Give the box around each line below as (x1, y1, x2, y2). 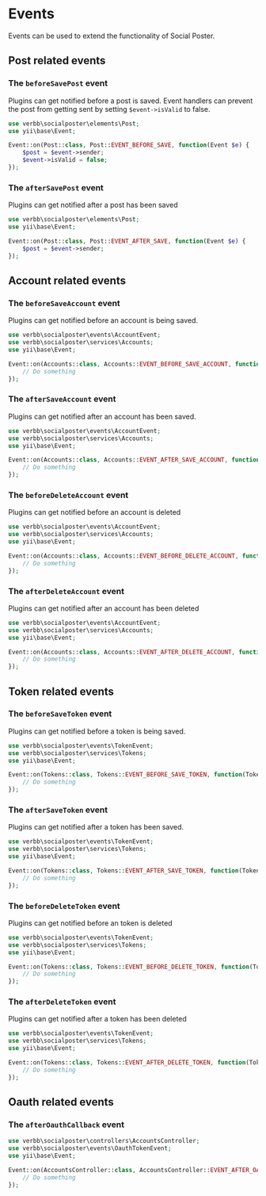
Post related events (8, 54, 106, 67)
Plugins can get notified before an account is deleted (8, 508, 181, 517)
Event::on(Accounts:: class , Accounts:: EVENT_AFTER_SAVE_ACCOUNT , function (8, 456, 260, 464)
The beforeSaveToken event (8, 708, 112, 719)
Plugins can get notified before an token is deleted (8, 918, 173, 928)
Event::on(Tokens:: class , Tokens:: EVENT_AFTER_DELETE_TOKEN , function (8, 1059, 246, 1067)
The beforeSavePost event (8, 78, 108, 89)
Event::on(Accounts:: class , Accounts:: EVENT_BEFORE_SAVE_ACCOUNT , (8, 360, 232, 368)
